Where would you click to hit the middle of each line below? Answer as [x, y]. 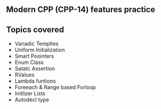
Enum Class [29, 62]
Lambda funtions [35, 81]
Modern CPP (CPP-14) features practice [81, 10]
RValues [24, 75]
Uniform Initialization [40, 50]
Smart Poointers [34, 56]
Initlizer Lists [30, 94]
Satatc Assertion [35, 69]
